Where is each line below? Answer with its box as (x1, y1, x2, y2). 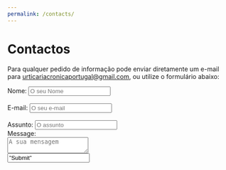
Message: (7, 129, 37, 137)
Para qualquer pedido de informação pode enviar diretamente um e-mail (7, 65, 220, 73)
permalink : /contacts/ (7, 10, 75, 18)
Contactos (7, 41, 71, 57)
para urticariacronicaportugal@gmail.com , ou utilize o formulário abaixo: (7, 72, 220, 80)
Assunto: (7, 120, 33, 129)
